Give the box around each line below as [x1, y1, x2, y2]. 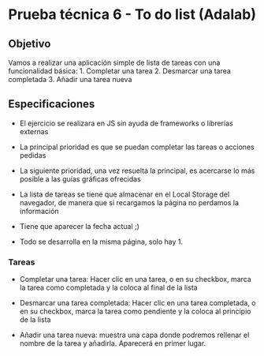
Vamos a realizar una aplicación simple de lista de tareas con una [8, 58, 221, 67]
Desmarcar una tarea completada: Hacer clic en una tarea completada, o [19, 298, 256, 308]
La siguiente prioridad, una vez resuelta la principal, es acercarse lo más [19, 166, 255, 175]
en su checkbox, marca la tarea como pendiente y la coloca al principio [19, 306, 251, 317]
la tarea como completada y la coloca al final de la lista [19, 283, 199, 293]
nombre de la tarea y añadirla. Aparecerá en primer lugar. [19, 339, 206, 348]
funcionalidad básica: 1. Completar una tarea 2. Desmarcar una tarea [8, 66, 231, 76]
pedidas [19, 150, 46, 159]
